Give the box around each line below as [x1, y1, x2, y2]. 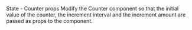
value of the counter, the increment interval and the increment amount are [6, 11, 186, 18]
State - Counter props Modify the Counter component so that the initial [6, 5, 179, 12]
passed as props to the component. [6, 18, 93, 24]
